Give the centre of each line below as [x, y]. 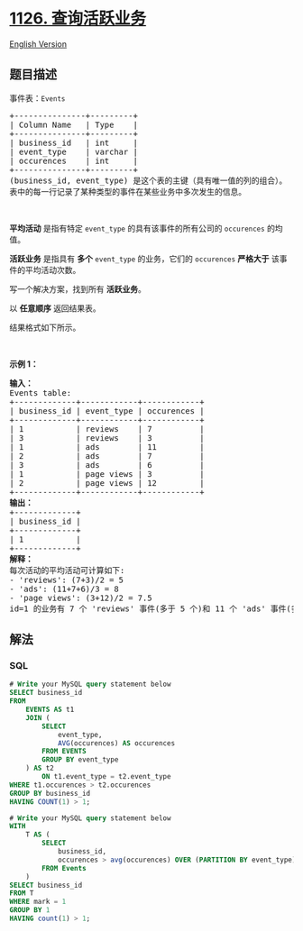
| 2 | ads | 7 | [107, 456]
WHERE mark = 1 [38, 902]
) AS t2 [40, 768]
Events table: [41, 392]
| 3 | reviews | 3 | [107, 438]
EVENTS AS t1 [50, 710]
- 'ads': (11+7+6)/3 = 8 [64, 589]
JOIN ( [38, 717]
